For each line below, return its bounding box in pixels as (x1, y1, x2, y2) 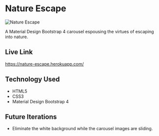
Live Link (5, 48, 33, 56)
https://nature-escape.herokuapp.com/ (5, 61, 84, 67)
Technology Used (5, 75, 60, 84)
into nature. (5, 34, 28, 40)
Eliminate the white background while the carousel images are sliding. (12, 126, 153, 132)
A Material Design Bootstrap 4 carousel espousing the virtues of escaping (5, 28, 154, 34)
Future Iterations (5, 113, 57, 121)
